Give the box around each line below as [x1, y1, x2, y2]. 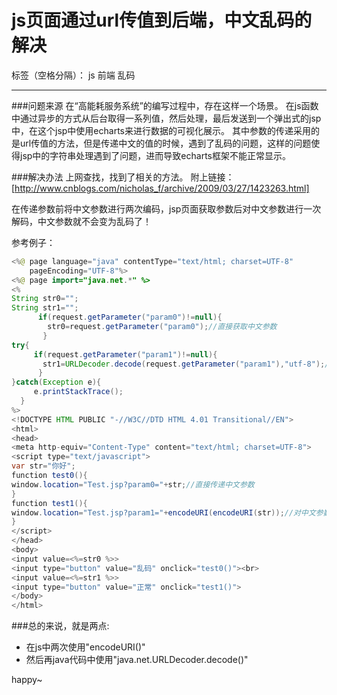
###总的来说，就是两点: [11, 620, 110, 632]
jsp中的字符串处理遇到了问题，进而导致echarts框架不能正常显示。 [19, 149, 291, 161]
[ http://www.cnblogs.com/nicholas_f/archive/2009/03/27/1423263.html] [11, 182, 310, 194]
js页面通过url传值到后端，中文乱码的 [11, 9, 313, 32]
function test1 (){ [11, 498, 88, 508]
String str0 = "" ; [11, 294, 79, 304]
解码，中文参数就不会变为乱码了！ [11, 215, 152, 227]
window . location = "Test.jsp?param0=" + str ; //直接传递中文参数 [11, 479, 255, 490]
